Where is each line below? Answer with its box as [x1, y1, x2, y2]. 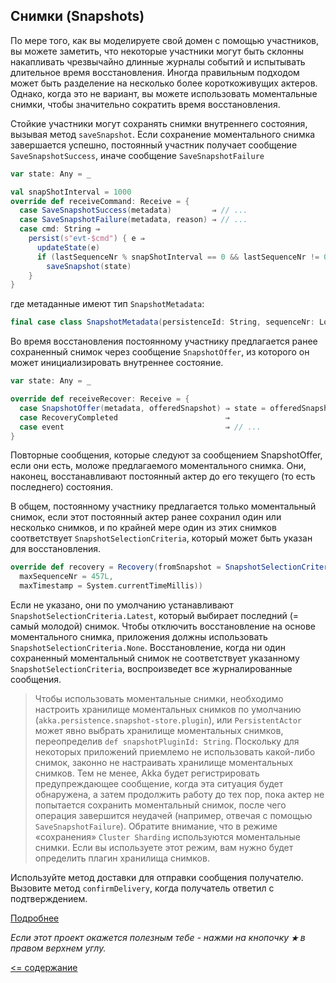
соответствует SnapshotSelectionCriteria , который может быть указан [10, 532, 313, 544]
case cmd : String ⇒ [19, 224, 101, 234]
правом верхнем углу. [10, 942, 107, 954]
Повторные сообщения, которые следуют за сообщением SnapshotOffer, [10, 449, 323, 461]
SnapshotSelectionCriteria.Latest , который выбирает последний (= [10, 610, 300, 622]
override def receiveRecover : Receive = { [10, 394, 190, 404]
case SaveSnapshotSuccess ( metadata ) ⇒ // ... [19, 205, 248, 216]
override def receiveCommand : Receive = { [10, 196, 190, 206]
